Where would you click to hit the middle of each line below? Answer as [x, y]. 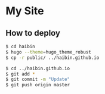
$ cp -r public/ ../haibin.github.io [52, 58]
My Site [25, 11]
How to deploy [33, 33]
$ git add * [20, 74]
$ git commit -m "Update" [38, 79]
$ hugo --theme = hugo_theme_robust [49, 52]
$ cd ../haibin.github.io [38, 68]
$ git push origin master [38, 85]
